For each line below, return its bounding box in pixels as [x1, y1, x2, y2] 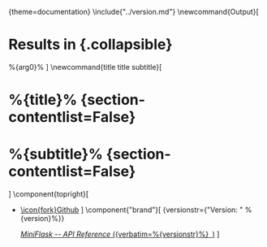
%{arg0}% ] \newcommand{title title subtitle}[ [8, 62, 162, 71]
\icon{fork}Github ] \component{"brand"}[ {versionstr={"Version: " [19, 205, 243, 214]
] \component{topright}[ [8, 189, 89, 199]
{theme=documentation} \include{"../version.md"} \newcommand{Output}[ [8, 7, 260, 16]
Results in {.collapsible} [8, 36, 173, 54]
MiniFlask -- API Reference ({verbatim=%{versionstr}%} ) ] [19, 229, 220, 239]
